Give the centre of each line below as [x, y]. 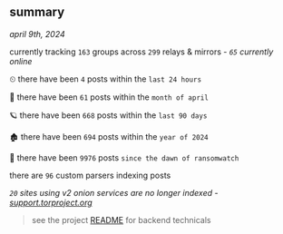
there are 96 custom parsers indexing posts [90, 175]
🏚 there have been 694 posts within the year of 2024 [109, 136]
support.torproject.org [51, 202]
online [21, 61]
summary [37, 12]
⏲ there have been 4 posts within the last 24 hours [106, 79]
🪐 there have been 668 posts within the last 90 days [108, 115]
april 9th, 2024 [37, 34]
